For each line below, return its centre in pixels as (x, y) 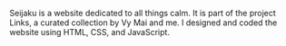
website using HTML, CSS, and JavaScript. (90, 32)
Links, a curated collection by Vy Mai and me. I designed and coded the (143, 23)
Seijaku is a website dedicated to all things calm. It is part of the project (143, 13)
